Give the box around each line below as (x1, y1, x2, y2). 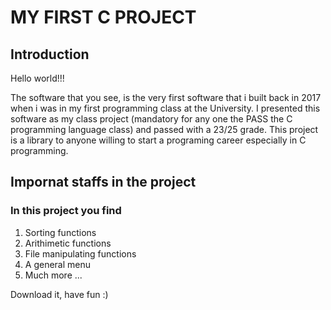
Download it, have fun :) (10, 288, 109, 300)
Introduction (10, 46, 90, 63)
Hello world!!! (10, 72, 65, 84)
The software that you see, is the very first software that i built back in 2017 (10, 92, 322, 103)
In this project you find (10, 204, 122, 218)
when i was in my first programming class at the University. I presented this (10, 102, 321, 114)
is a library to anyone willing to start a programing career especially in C (10, 134, 307, 146)
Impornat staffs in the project (10, 174, 197, 191)
